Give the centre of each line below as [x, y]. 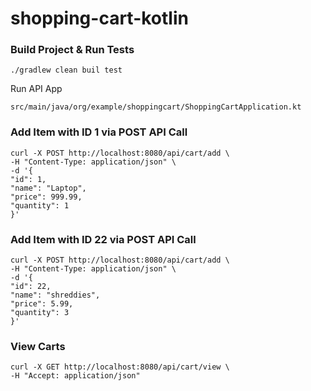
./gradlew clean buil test [66, 70]
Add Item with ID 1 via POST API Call [99, 132]
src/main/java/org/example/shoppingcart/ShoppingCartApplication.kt [156, 107]
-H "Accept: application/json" [75, 376]
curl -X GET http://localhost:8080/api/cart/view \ [120, 367]
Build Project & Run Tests [72, 50]
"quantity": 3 [40, 313]
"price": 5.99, [42, 304]
